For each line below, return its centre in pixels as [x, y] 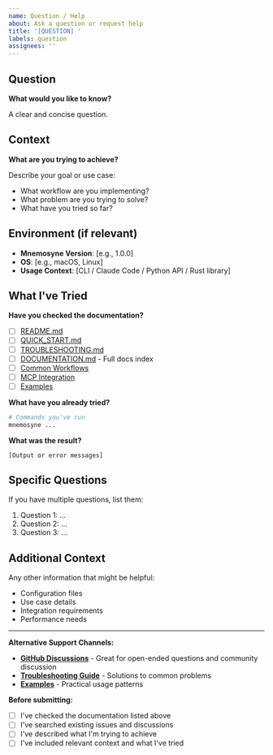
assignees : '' [32, 46]
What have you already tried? [59, 402]
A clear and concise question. [58, 114]
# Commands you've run [47, 417]
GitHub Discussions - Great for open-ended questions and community [139, 658]
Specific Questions [58, 480]
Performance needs [54, 619]
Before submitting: [41, 700]
